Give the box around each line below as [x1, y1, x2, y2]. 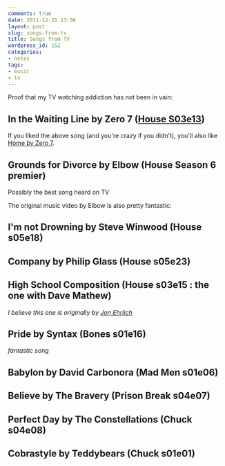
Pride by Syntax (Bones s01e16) [8, 328, 147, 340]
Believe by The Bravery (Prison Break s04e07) [8, 390, 211, 402]
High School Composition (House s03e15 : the [8, 279, 210, 291]
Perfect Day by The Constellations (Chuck [8, 414, 193, 425]
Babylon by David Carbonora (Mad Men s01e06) [8, 367, 219, 378]
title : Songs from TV [8, 36, 70, 43]
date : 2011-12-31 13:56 [8, 17, 77, 23]
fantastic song [8, 347, 49, 355]
